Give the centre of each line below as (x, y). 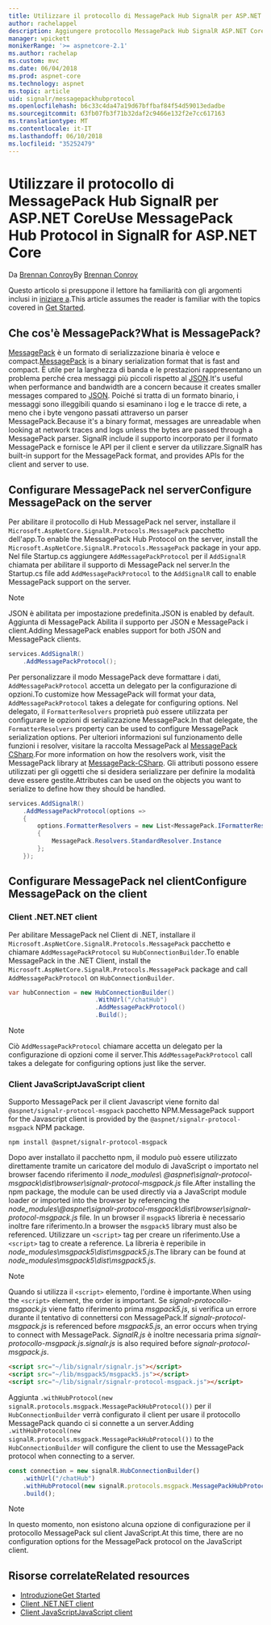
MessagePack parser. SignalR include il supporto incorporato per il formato (133, 438)
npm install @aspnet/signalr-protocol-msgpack (88, 1143)
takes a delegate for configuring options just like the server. (107, 1063)
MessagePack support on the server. (70, 582)
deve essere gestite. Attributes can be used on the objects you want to (125, 780)
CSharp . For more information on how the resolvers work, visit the (117, 754)
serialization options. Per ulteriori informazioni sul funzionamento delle (125, 737)
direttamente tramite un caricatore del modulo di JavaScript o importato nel (133, 1166)
